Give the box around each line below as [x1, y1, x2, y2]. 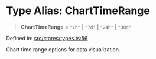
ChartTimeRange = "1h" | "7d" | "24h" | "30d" [20, 23, 132, 30]
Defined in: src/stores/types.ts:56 [6, 34, 88, 41]
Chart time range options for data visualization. [6, 46, 121, 53]
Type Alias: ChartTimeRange [6, 4, 151, 18]
